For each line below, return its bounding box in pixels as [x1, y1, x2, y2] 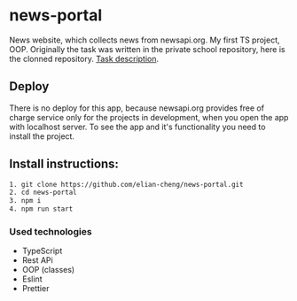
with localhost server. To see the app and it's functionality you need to [9, 121, 266, 132]
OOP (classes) [21, 265, 75, 275]
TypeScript [21, 245, 63, 257]
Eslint [21, 274, 43, 284]
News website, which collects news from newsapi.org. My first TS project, [9, 35, 281, 45]
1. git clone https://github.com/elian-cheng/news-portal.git [9, 180, 244, 189]
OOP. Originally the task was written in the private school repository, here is [9, 43, 285, 54]
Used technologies [9, 225, 92, 237]
